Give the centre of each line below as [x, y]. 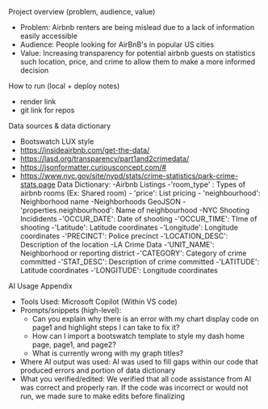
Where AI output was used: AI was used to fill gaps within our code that [139, 362]
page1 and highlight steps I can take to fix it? [106, 327]
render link [38, 101]
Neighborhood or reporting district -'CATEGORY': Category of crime [133, 253]
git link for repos [47, 110]
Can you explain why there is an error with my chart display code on [145, 319]
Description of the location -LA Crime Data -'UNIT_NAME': [117, 245]
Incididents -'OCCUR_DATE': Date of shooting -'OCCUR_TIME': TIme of [138, 219]
